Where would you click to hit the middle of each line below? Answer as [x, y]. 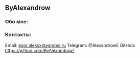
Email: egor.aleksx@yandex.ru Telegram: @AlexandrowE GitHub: [70, 45]
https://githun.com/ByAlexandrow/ [40, 50]
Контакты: [18, 35]
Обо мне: [17, 22]
